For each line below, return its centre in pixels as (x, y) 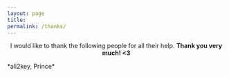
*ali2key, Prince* (31, 67)
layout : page (26, 13)
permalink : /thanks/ (37, 26)
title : (17, 20)
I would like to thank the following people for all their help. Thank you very (116, 46)
